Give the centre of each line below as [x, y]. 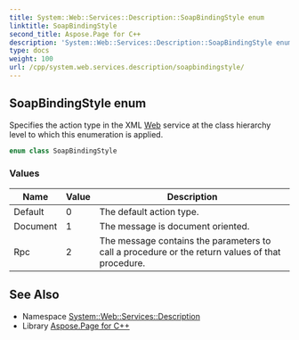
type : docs [29, 51]
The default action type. [149, 211]
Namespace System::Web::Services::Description [111, 316]
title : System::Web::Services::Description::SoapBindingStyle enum [137, 17]
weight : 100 [31, 59]
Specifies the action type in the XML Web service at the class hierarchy [140, 125]
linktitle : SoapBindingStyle [63, 26]
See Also [34, 295]
